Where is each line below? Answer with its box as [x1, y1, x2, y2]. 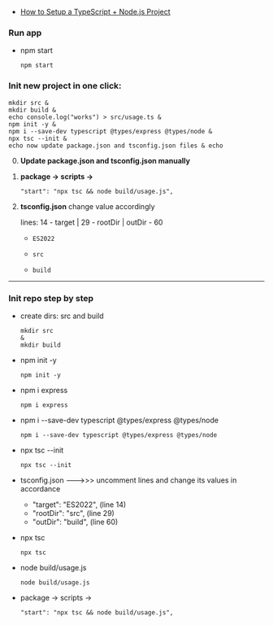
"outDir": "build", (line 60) [32, 517, 119, 527]
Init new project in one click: [8, 81, 122, 92]
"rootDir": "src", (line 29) [32, 508, 115, 518]
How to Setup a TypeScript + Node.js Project [19, 7, 171, 16]
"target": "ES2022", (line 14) [32, 500, 127, 509]
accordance [19, 483, 61, 493]
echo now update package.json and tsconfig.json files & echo [8, 142, 223, 150]
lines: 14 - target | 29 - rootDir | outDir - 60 [19, 217, 163, 227]
